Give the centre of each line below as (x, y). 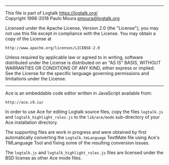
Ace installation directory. (32, 122)
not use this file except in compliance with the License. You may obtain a (80, 33)
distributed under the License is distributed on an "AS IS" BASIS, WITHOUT (83, 63)
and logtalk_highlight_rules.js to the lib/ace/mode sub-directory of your (82, 117)
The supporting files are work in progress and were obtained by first (76, 132)
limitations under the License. (36, 79)
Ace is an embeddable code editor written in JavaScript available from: (79, 93)
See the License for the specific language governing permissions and (77, 73)
